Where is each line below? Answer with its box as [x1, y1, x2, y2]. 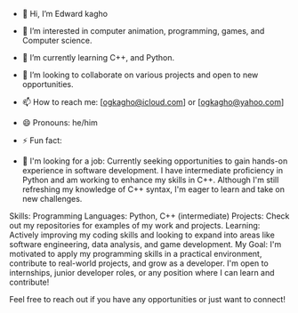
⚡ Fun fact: [21, 135, 62, 146]
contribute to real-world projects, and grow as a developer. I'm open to [9, 258, 269, 269]
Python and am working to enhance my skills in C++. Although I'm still [21, 174, 279, 185]
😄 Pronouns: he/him [21, 117, 98, 128]
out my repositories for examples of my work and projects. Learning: [9, 221, 261, 230]
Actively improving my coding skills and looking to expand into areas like [9, 229, 276, 240]
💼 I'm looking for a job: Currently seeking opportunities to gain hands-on [21, 156, 288, 166]
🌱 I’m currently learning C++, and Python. [21, 52, 175, 62]
